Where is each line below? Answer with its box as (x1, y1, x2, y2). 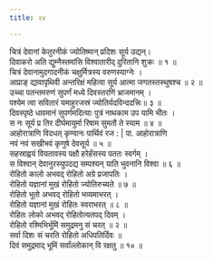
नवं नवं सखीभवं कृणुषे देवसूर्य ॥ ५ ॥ (9, 138, 111, 149)
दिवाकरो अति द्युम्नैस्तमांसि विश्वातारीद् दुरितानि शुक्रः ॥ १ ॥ (9, 56, 177, 67)
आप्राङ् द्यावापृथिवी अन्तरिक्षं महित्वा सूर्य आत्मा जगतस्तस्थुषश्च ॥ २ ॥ (9, 76, 203, 87)
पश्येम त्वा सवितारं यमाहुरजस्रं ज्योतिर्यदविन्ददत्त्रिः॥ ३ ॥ (9, 97, 161, 108)
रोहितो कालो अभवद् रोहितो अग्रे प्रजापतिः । (9, 169, 129, 179)
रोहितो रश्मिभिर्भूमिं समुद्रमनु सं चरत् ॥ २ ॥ (9, 219, 128, 230)
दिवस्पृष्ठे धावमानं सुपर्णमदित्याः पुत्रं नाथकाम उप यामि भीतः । (9, 107, 176, 118)
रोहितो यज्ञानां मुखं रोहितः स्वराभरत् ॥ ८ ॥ (9, 198, 129, 209)
